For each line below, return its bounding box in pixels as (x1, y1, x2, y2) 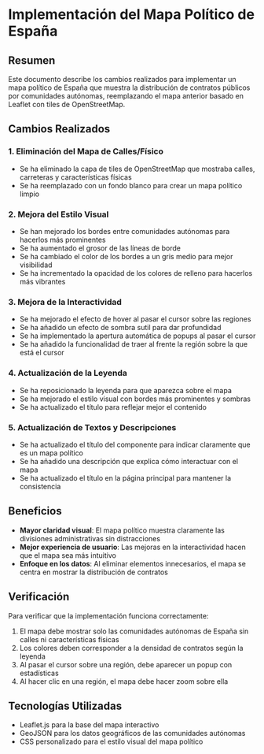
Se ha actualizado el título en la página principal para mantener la (19, 473, 232, 482)
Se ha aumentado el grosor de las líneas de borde (19, 243, 181, 253)
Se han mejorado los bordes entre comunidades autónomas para (19, 226, 230, 236)
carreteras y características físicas (19, 172, 132, 182)
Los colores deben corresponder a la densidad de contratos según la (19, 643, 244, 652)
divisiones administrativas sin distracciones (19, 533, 161, 543)
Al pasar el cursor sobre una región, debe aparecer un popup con (19, 659, 233, 669)
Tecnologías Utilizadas (8, 699, 123, 712)
